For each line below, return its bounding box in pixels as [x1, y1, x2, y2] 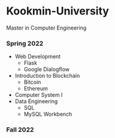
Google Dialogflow [23, 66, 70, 73]
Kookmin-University [6, 4, 110, 18]
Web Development [14, 53, 61, 60]
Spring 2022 [6, 39, 44, 48]
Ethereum [23, 85, 48, 92]
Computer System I [14, 92, 63, 99]
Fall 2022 [6, 125, 34, 134]
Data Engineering [14, 98, 58, 105]
